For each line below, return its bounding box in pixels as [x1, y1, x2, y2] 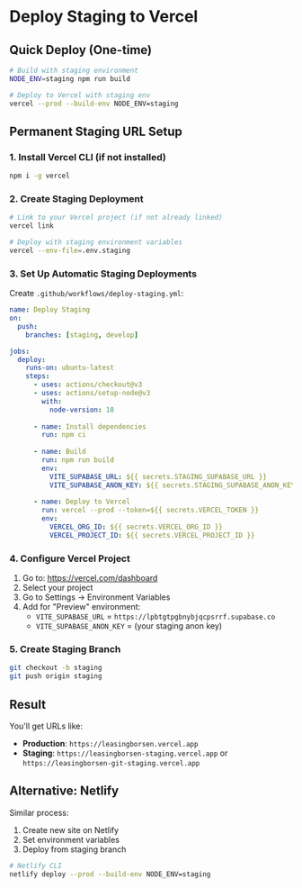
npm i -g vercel [9, 171, 70, 181]
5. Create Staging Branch [9, 643, 121, 655]
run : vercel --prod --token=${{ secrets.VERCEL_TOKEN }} [41, 506, 259, 515]
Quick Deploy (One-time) [9, 42, 153, 58]
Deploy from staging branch [22, 844, 127, 855]
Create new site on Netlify [22, 824, 120, 835]
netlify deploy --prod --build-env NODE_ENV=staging [9, 869, 211, 879]
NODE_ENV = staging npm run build [9, 74, 130, 83]
